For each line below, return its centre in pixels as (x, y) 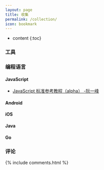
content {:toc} (27, 38)
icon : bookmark (21, 24)
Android (14, 103)
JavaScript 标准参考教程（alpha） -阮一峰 (56, 91)
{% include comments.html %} (37, 162)
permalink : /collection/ (31, 19)
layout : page (19, 10)
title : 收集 (17, 15)
